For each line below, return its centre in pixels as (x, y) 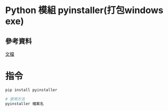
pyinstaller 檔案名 (24, 103)
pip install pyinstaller (31, 90)
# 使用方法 (15, 99)
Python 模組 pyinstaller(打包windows (85, 10)
